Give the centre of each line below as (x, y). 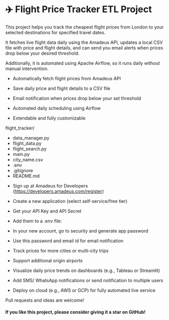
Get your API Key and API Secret (47, 211)
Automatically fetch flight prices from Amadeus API (67, 78)
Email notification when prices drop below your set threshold (77, 98)
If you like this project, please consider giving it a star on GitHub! (76, 312)
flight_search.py (30, 149)
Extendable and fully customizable (49, 118)
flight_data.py (27, 143)
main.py (21, 154)
